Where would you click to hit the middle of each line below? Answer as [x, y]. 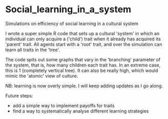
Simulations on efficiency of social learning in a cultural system [72, 23]
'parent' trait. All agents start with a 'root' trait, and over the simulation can [84, 44]
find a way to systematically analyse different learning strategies [81, 111]
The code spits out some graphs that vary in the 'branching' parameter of [83, 59]
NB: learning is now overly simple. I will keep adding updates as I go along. [84, 86]
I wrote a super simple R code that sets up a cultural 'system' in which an [82, 33]
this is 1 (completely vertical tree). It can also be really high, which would [82, 70]
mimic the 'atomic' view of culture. [42, 76]
